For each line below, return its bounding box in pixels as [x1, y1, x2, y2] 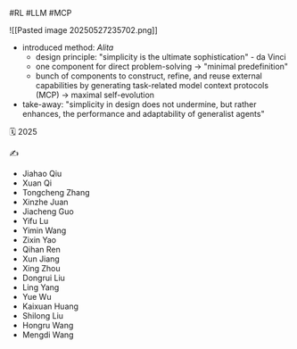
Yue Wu [21, 292, 52, 302]
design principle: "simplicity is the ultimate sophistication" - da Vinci [35, 52, 287, 62]
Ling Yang [21, 282, 60, 293]
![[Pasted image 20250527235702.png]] [9, 25, 158, 35]
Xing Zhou [21, 263, 61, 273]
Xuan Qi [21, 178, 52, 188]
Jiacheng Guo [21, 206, 74, 217]
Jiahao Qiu [21, 169, 62, 179]
